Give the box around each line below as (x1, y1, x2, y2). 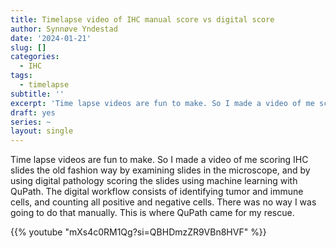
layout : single (10, 126, 74, 136)
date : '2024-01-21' (10, 33, 92, 43)
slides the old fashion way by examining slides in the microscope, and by (10, 164, 311, 176)
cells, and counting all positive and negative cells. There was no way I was (10, 196, 317, 208)
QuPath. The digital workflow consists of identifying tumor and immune (10, 186, 304, 198)
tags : (10, 71, 33, 81)
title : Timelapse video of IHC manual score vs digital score (10, 14, 275, 25)
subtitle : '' (10, 89, 65, 99)
